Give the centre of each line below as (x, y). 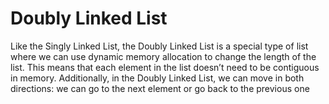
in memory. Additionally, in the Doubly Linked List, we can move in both (157, 78)
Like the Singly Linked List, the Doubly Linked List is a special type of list (159, 46)
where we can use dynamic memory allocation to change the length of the (163, 56)
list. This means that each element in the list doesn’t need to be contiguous (165, 67)
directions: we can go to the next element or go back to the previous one (160, 88)
